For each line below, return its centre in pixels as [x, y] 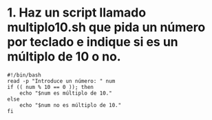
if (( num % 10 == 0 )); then [51, 87]
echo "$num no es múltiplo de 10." [71, 105]
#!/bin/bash [24, 75]
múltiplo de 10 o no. [64, 57]
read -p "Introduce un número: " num [61, 81]
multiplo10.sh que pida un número [106, 27]
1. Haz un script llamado [77, 13]
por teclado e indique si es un [93, 42]
